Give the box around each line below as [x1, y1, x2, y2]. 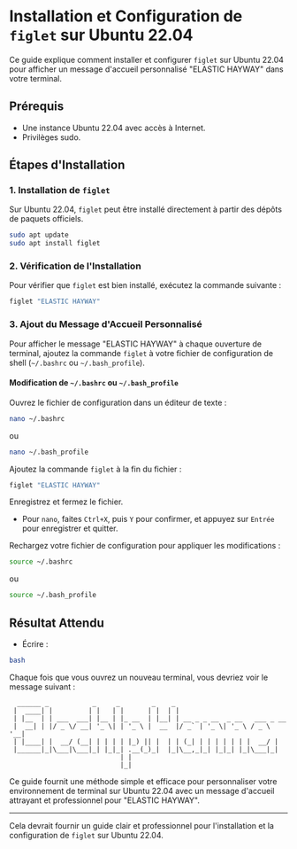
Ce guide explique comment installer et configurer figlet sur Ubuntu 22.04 [9, 54, 285, 65]
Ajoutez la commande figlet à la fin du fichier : [9, 463, 182, 474]
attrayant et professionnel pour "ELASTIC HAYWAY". [9, 795, 201, 806]
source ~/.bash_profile [9, 591, 97, 600]
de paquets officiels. [9, 214, 84, 224]
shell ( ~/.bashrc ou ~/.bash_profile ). [9, 357, 146, 368]
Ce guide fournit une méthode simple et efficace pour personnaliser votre [9, 775, 278, 786]
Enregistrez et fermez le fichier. [9, 496, 124, 507]
